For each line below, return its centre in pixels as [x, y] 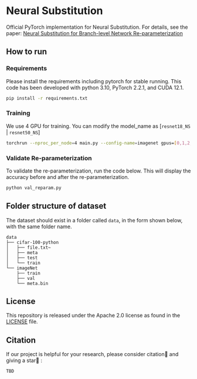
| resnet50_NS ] [23, 132]
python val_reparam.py [34, 188]
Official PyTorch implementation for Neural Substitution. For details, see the [97, 27]
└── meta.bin [33, 283]
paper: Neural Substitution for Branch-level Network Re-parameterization [95, 33]
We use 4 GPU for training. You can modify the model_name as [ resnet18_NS [98, 126]
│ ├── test [22, 258]
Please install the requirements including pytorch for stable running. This [94, 81]
